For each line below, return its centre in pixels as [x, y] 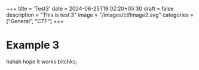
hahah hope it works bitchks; [42, 61]
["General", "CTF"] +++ [35, 21]
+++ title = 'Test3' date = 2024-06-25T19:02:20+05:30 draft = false [90, 9]
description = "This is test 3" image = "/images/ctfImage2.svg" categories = [100, 15]
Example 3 [33, 45]
